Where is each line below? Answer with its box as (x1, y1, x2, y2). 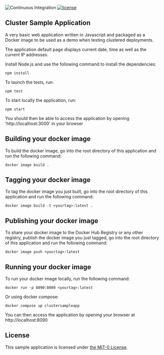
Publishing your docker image (5, 216, 98, 225)
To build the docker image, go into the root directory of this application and (5, 147, 157, 154)
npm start (5, 107, 25, 112)
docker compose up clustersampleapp (5, 304, 80, 308)
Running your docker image (5, 262, 92, 271)
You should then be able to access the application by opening (5, 115, 130, 121)
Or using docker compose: (5, 294, 59, 300)
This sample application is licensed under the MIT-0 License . (5, 344, 128, 350)
